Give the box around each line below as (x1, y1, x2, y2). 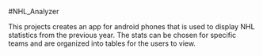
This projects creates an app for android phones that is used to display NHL (8, 22, 255, 31)
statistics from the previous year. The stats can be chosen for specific (8, 31, 237, 39)
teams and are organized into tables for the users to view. (8, 39, 196, 48)
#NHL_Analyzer (8, 7, 59, 16)
